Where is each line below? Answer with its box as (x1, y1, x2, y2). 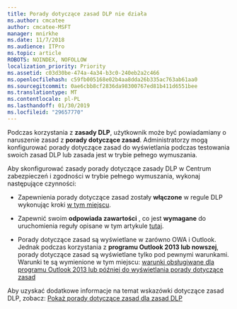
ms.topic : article (7, 50, 62, 57)
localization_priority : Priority (7, 63, 106, 70)
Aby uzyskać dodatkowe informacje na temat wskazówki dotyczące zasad (7, 286, 224, 295)
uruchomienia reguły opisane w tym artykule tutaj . (17, 222, 164, 230)
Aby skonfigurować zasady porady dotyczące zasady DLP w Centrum (7, 164, 212, 173)
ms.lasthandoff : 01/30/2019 (7, 102, 91, 109)
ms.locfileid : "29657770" (7, 109, 83, 116)
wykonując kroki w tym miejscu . (17, 200, 112, 209)
